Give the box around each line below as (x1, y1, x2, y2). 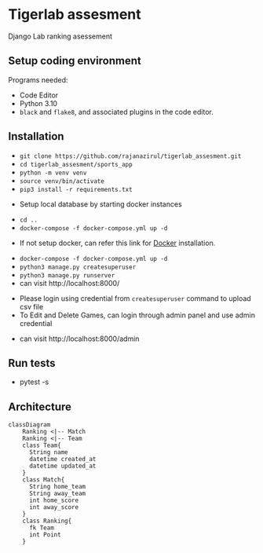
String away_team (28, 489, 86, 498)
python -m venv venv (19, 169, 87, 177)
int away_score (28, 504, 79, 511)
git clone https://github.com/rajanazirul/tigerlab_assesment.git (19, 152, 242, 160)
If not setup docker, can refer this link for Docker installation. (19, 238, 216, 247)
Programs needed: (8, 75, 68, 84)
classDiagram (8, 421, 51, 429)
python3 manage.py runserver (19, 271, 115, 280)
